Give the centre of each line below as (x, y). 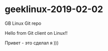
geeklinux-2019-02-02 (54, 9)
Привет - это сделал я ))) (32, 43)
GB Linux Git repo (23, 23)
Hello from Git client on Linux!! (36, 33)
